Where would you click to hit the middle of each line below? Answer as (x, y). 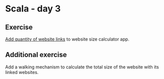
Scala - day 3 (33, 9)
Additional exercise (36, 55)
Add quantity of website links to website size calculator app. (67, 39)
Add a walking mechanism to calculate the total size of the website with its (82, 67)
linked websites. (22, 72)
